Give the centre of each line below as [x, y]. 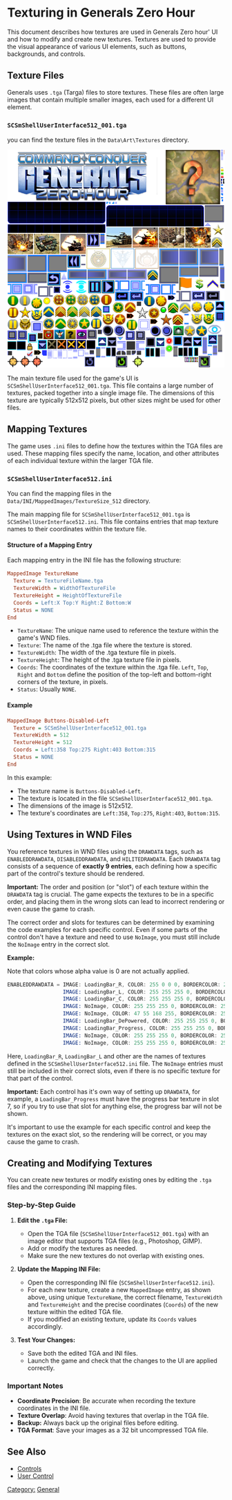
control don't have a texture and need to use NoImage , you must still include [114, 937]
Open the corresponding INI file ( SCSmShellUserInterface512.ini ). [121, 1282]
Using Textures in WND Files [70, 835]
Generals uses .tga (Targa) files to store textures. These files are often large [116, 92]
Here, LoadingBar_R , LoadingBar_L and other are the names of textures [106, 1056]
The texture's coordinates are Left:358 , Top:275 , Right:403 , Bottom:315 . [119, 813]
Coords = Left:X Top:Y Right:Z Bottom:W [72, 602]
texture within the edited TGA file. [75, 1311]
